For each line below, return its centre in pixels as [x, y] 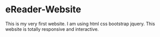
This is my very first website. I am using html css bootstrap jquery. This [80, 24]
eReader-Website [43, 10]
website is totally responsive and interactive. [52, 29]
